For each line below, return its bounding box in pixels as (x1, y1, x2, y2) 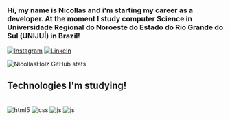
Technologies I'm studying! (7, 79, 127, 91)
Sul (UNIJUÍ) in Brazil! (7, 31, 80, 40)
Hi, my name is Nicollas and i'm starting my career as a (7, 5, 194, 15)
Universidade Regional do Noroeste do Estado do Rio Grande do (7, 23, 224, 32)
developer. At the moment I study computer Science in (7, 14, 192, 23)
